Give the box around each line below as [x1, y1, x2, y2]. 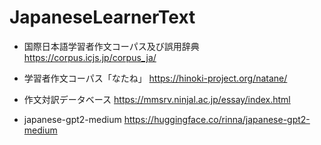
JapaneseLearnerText [9, 6, 196, 29]
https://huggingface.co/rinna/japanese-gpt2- [123, 113, 311, 125]
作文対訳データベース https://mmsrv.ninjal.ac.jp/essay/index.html [23, 93, 291, 105]
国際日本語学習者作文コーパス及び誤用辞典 [23, 40, 200, 52]
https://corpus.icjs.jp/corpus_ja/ [23, 51, 157, 63]
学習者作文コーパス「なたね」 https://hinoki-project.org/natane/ [23, 72, 288, 84]
